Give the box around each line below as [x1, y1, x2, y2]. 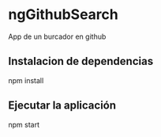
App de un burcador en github [8, 32, 107, 41]
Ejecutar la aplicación [8, 99, 117, 112]
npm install [8, 75, 44, 85]
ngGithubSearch [8, 6, 118, 24]
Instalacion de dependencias [8, 55, 154, 68]
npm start [8, 120, 40, 129]
